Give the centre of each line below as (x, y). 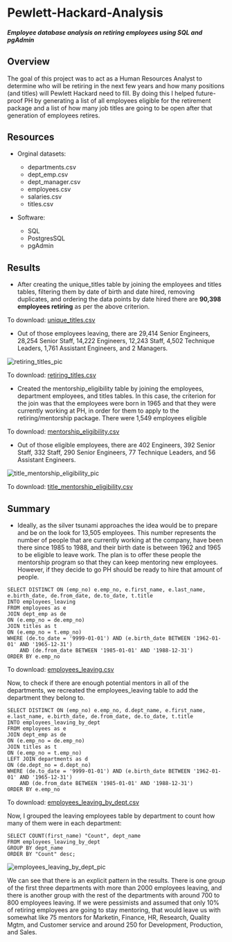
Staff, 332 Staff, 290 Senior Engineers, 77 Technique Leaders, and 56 (116, 452)
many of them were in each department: (64, 823)
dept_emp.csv (48, 174)
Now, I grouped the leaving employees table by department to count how (111, 816)
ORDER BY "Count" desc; (42, 854)
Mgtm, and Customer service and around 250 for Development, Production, (115, 925)
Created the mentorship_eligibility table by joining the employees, (110, 389)
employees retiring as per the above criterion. (83, 306)
